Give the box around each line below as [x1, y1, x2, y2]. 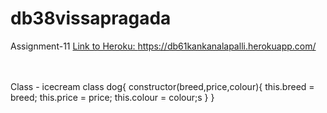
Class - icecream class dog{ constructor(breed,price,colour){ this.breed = [10, 80, 315, 92]
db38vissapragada [10, 7, 172, 30]
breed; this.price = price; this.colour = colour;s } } [10, 91, 215, 103]
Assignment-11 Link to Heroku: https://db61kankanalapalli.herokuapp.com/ [10, 40, 317, 52]
